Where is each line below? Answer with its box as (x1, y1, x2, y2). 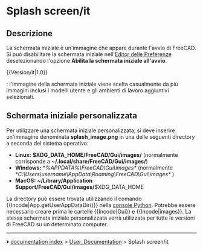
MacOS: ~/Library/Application (14, 177, 92, 184)
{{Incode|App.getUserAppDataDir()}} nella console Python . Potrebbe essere (6, 201, 196, 209)
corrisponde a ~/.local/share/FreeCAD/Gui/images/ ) (14, 157, 148, 165)
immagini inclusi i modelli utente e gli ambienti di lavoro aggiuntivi (6, 87, 169, 94)
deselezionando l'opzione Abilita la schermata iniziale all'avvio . (6, 57, 167, 64)
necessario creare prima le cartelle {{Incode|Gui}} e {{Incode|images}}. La (6, 208, 192, 215)
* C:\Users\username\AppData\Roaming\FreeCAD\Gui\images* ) (14, 170, 175, 177)
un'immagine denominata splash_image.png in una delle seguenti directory (6, 133, 195, 140)
